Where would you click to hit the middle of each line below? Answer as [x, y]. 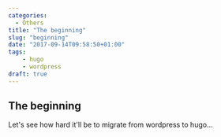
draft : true [28, 74]
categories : [28, 15]
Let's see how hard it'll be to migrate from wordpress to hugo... [110, 125]
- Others [30, 23]
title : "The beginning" [47, 30]
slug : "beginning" [38, 37]
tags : [17, 52]
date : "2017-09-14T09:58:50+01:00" [67, 45]
